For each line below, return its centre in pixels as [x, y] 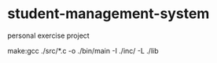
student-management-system [108, 14]
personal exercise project [48, 35]
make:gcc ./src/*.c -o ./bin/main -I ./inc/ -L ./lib [83, 50]
